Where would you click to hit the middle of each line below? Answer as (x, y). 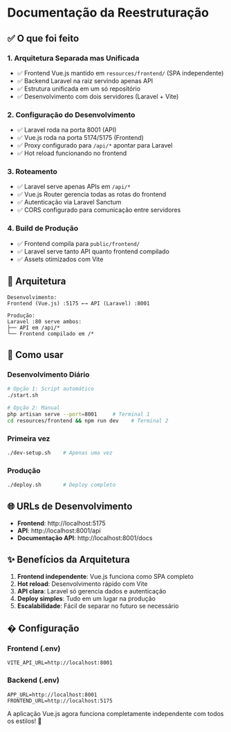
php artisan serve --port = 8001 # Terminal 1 (78, 414)
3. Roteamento (32, 172)
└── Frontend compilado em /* (51, 334)
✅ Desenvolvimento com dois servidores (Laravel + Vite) (98, 96)
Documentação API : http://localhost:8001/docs (85, 537)
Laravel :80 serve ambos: (44, 321)
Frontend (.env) (34, 648)
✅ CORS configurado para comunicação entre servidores (99, 210)
